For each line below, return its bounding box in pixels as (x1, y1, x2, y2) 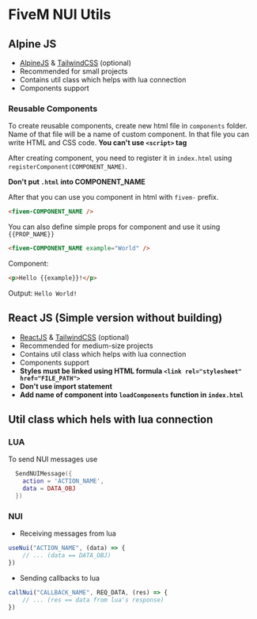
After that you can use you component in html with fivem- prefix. (8, 193, 219, 202)
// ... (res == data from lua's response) (22, 596, 164, 604)
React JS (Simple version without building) (8, 311, 223, 325)
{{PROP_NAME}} (8, 231, 55, 239)
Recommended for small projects (19, 67, 128, 76)
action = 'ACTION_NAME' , (22, 477, 104, 485)
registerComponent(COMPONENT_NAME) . (8, 162, 128, 171)
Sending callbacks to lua (19, 573, 100, 583)
